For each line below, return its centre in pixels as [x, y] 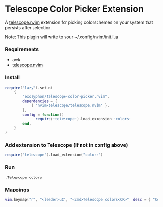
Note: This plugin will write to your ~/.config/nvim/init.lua [62, 37]
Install [13, 77]
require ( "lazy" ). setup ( [29, 88]
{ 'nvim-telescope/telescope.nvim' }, [70, 106]
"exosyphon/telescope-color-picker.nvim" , [66, 97]
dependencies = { [40, 101]
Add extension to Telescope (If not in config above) [66, 145]
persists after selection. [29, 27]
